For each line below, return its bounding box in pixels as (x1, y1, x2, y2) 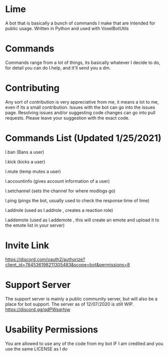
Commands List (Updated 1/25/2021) (5, 133, 161, 144)
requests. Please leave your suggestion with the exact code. (5, 115, 130, 121)
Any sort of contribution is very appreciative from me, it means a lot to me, (5, 99, 159, 105)
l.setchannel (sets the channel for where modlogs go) (5, 188, 116, 194)
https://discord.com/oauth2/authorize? (5, 256, 85, 262)
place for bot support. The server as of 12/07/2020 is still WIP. (5, 301, 134, 307)
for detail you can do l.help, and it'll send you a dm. (5, 65, 111, 71)
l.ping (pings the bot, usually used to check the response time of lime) (5, 197, 149, 203)
